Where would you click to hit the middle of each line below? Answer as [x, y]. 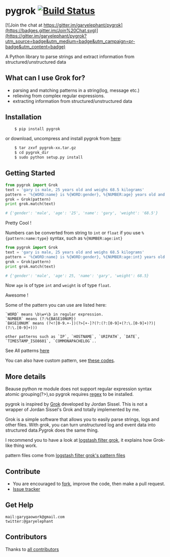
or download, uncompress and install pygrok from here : [64, 139]
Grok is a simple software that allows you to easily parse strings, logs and [82, 419]
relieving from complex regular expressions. [59, 96]
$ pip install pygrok [37, 129]
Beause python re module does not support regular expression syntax [79, 389]
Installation [23, 117]
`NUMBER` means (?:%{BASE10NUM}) [41, 319]
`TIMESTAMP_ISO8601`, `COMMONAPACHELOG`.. [51, 341]
